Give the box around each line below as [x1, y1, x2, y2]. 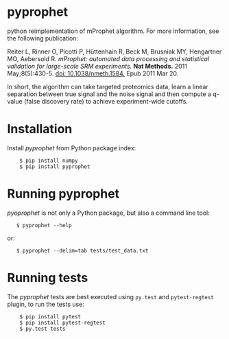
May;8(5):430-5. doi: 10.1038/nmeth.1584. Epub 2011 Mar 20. [7, 69, 179, 78]
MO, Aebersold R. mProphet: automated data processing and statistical [7, 54, 210, 62]
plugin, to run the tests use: [7, 300, 84, 308]
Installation [7, 121, 73, 137]
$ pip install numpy [19, 157, 78, 164]
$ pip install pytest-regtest [19, 319, 106, 326]
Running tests [7, 270, 88, 285]
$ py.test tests [19, 325, 67, 332]
